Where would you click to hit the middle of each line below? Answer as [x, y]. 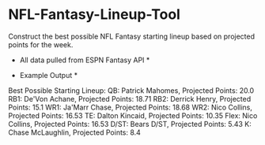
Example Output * [48, 75]
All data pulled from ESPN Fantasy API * [85, 60]
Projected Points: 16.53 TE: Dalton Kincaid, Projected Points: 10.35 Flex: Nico [133, 115]
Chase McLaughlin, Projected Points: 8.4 [74, 132]
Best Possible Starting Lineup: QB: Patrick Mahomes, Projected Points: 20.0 [131, 90]
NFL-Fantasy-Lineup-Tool [94, 15]
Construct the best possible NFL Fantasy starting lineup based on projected [132, 36]
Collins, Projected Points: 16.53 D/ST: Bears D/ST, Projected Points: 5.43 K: [130, 124]
